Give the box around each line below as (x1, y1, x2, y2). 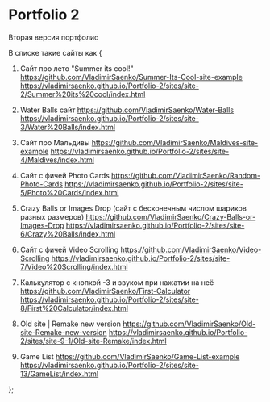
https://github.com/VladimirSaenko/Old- (122, 319, 256, 329)
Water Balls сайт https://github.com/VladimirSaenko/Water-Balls (19, 105, 235, 115)
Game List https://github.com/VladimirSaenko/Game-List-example (19, 351, 240, 361)
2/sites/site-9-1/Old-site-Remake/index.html (19, 336, 167, 345)
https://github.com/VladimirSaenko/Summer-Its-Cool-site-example (19, 72, 243, 82)
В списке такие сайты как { (8, 48, 102, 57)
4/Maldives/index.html (19, 155, 95, 165)
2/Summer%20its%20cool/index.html (19, 89, 146, 98)
